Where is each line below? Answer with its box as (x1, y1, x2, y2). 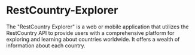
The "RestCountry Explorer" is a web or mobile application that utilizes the (6, 23, 190, 30)
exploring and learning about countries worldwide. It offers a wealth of (6, 35, 180, 43)
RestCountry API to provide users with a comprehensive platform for (6, 29, 175, 36)
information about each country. (6, 42, 86, 49)
